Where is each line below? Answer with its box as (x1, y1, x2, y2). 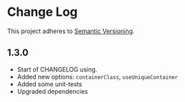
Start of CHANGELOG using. (17, 65, 98, 73)
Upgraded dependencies (17, 87, 88, 95)
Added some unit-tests (17, 80, 83, 88)
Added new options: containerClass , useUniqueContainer (17, 72, 178, 81)
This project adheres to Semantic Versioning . (7, 27, 135, 35)
